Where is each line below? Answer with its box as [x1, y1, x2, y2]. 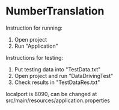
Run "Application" [14, 42, 58, 50]
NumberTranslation [5, 4, 105, 18]
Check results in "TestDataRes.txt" [14, 79, 100, 86]
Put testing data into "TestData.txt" [14, 65, 101, 73]
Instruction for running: [5, 24, 63, 31]
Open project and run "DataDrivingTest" [14, 72, 114, 79]
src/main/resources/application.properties [5, 97, 111, 104]
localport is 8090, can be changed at [5, 90, 97, 97]
